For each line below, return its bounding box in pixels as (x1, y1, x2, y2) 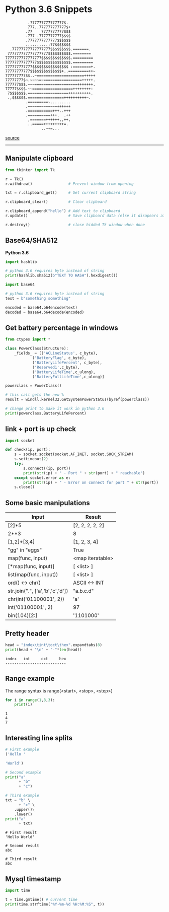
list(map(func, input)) (8, 571, 58, 578)
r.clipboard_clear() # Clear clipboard (5, 199, 107, 204)
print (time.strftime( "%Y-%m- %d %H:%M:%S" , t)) (5, 901, 105, 907)
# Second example (5, 769, 42, 775)
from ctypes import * (5, 337, 51, 342)
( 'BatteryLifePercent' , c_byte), (32, 360, 102, 365)
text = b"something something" (5, 296, 71, 301)
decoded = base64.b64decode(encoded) (5, 310, 84, 315)
